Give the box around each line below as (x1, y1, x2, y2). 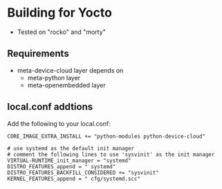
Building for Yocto (7, 5, 113, 21)
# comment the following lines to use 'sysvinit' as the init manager (7, 151, 215, 158)
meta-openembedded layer (27, 81, 106, 89)
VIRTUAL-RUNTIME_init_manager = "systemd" (7, 157, 131, 164)
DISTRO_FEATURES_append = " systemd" (7, 163, 116, 170)
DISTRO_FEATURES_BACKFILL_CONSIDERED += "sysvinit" (7, 169, 159, 176)
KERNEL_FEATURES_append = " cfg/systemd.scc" (7, 175, 140, 182)
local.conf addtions (7, 101, 93, 113)
